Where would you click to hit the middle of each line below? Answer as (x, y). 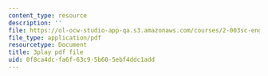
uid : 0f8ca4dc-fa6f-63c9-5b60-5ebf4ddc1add (82, 60)
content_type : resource (48, 15)
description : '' (35, 23)
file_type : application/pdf (55, 38)
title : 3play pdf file (46, 52)
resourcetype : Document (48, 45)
